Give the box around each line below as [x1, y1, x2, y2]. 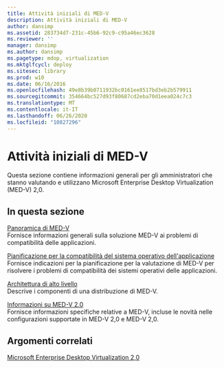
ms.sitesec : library [7, 67, 67, 74]
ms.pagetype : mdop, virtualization [7, 55, 109, 62]
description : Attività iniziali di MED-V [7, 17, 128, 23]
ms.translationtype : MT [7, 100, 76, 107]
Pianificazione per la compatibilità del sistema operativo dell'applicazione [7, 252, 215, 260]
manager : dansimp [7, 42, 57, 49]
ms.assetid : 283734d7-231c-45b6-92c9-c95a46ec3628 [7, 29, 155, 36]
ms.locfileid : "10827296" [7, 118, 81, 126]
